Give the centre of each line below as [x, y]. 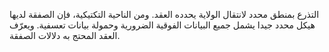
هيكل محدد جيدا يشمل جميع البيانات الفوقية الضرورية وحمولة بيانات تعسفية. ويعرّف [162, 25]
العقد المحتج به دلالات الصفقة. [65, 35]
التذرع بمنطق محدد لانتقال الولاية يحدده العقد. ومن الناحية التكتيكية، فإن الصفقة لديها [164, 14]
